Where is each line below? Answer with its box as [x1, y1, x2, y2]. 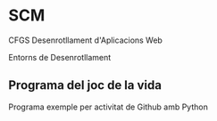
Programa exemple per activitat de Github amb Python [8, 101, 209, 112]
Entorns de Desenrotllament [8, 52, 112, 62]
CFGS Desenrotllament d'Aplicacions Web [8, 35, 163, 45]
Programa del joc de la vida [8, 77, 163, 93]
